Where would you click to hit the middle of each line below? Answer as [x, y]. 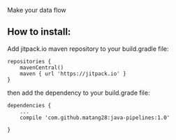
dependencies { [29, 105]
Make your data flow [37, 10]
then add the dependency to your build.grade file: [79, 93]
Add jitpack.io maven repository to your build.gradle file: [88, 49]
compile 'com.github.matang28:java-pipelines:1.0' [95, 118]
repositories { [29, 61]
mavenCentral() [42, 68]
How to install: [39, 32]
